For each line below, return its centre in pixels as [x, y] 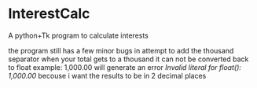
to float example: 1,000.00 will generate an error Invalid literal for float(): [125, 67]
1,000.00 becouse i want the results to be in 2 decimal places [107, 75]
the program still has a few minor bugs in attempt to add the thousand [121, 50]
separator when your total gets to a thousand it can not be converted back [128, 59]
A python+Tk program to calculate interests [79, 35]
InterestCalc [49, 14]
